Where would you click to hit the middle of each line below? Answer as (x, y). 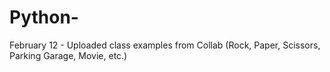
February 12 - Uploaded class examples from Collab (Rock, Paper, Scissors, (165, 45)
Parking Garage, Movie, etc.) (68, 55)
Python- (44, 17)
